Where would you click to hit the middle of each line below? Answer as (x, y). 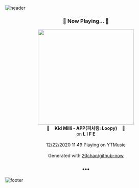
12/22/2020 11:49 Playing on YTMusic (86, 145)
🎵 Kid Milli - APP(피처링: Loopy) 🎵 (86, 128)
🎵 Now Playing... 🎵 (86, 21)
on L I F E (86, 134)
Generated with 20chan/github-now (86, 156)
